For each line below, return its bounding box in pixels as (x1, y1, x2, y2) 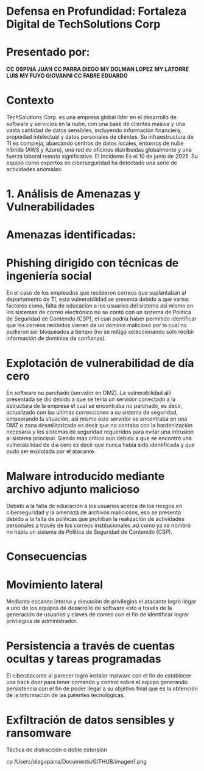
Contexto (6, 94, 55, 108)
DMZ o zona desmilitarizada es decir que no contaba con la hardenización (6, 422, 193, 429)
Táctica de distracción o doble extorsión (6, 746, 108, 753)
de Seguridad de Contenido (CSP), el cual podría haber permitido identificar (6, 315, 197, 322)
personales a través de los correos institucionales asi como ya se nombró (6, 522, 191, 529)
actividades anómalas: (6, 166, 63, 173)
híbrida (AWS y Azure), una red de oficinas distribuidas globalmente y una (6, 146, 192, 153)
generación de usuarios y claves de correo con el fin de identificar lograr (6, 611, 189, 618)
